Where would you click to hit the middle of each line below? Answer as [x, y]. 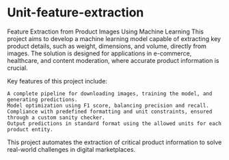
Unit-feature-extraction [76, 13]
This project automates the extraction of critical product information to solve [114, 142]
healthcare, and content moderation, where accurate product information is [113, 60]
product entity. [30, 129]
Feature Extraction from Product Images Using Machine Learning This [105, 31]
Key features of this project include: [57, 81]
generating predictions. [42, 99]
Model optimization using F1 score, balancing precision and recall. [108, 105]
